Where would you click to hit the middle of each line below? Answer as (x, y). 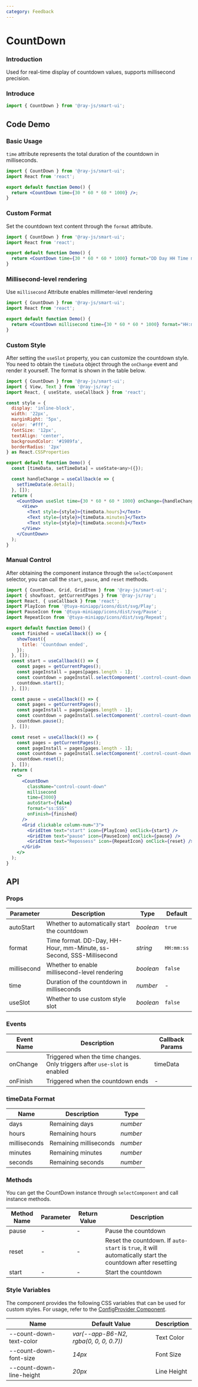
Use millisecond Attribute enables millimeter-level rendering (80, 292)
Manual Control (29, 560)
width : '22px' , (30, 414)
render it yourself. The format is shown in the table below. (76, 370)
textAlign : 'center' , (38, 436)
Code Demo (28, 124)
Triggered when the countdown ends (97, 1081)
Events (16, 1024)
